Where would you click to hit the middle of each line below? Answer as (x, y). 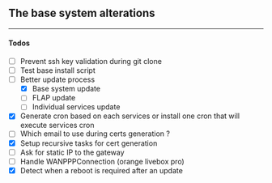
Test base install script (57, 70)
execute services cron (57, 126)
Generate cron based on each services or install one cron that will (130, 116)
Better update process (57, 79)
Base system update (66, 89)
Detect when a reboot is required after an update (102, 170)
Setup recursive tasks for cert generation (89, 143)
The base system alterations (82, 13)
